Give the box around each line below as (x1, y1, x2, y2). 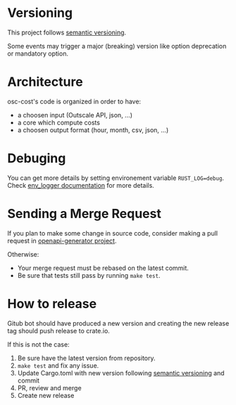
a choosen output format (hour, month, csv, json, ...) (17, 125, 169, 134)
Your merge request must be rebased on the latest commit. (17, 264, 189, 272)
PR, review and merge (17, 383, 82, 392)
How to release (7, 295, 97, 311)
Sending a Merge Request (7, 206, 162, 221)
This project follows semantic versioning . (7, 28, 127, 37)
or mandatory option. (7, 49, 69, 58)
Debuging (7, 150, 66, 167)
